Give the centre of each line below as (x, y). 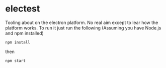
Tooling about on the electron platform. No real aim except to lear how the (82, 22)
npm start (16, 60)
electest (23, 9)
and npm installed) (24, 33)
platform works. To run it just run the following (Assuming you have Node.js (83, 27)
